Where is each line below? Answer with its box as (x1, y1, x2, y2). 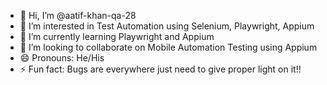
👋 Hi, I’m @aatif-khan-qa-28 (19, 10, 137, 21)
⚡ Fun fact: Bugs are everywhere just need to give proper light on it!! (19, 63, 302, 75)
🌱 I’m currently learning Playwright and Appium (19, 31, 215, 42)
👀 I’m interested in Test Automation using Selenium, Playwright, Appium (19, 20, 315, 32)
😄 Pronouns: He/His (19, 52, 105, 64)
